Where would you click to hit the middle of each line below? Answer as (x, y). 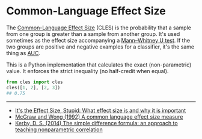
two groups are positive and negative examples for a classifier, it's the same (100, 47)
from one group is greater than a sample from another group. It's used (93, 34)
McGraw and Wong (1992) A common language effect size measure (99, 117)
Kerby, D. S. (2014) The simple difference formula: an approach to (96, 123)
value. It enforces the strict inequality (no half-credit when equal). (87, 71)
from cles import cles (35, 82)
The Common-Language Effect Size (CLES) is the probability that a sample (99, 28)
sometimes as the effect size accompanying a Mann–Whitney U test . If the (98, 40)
